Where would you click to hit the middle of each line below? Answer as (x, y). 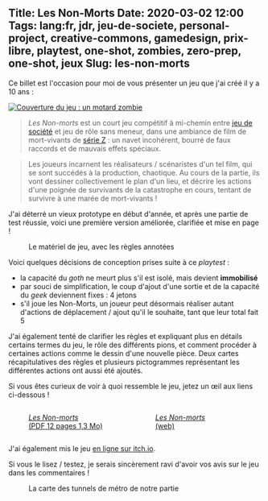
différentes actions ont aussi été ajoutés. (76, 371)
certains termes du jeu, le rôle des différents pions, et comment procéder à (133, 345)
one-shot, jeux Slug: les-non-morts (99, 64)
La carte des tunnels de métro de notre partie (104, 488)
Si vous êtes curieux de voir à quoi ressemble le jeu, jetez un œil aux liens (131, 386)
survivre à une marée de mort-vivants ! (93, 198)
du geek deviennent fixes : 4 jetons (78, 295)
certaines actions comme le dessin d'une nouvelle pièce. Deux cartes (124, 353)
